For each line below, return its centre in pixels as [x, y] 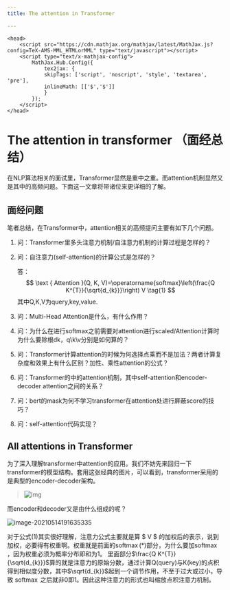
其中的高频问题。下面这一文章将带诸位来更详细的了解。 [91, 186]
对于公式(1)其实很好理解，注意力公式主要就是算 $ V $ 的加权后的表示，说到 [113, 537]
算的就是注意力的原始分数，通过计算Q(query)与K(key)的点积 [134, 562]
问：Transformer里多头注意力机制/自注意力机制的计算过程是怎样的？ [114, 242]
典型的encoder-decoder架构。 [56, 481]
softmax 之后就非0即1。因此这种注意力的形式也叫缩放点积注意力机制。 [115, 580]
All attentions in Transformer [70, 446]
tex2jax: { [59, 69]
